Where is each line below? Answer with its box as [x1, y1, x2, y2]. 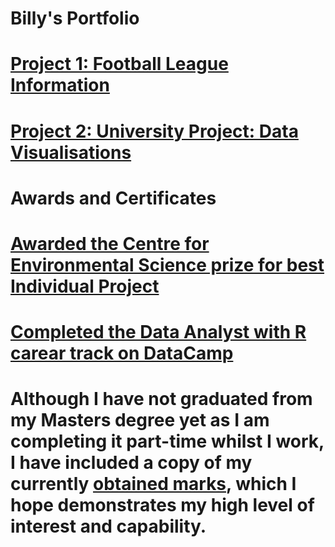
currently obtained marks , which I [10, 473, 297, 496]
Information [10, 74, 110, 97]
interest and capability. [10, 515, 207, 538]
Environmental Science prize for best [10, 253, 325, 276]
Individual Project [10, 275, 160, 297]
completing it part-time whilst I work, [10, 430, 325, 453]
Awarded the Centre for [10, 232, 210, 255]
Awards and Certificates [10, 187, 217, 209]
